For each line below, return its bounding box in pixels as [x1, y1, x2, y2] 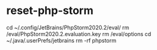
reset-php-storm [6, 4, 94, 18]
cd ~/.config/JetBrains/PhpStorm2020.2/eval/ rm [6, 24, 130, 31]
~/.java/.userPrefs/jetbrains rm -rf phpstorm [6, 37, 117, 44]
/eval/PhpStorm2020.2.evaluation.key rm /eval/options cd [6, 30, 152, 37]
